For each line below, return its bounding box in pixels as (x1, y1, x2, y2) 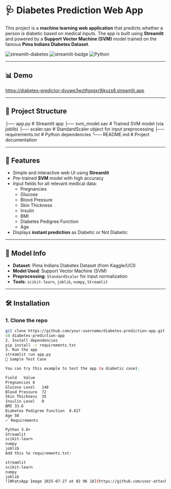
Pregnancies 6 (5, 380, 36, 385)
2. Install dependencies (5, 338, 58, 343)
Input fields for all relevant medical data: (12, 181, 97, 187)
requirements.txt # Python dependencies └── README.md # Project (5, 131, 150, 137)
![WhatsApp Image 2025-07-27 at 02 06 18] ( (5, 479, 99, 484)
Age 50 (5, 413, 19, 418)
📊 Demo (5, 71, 33, 80)
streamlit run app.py (5, 352, 51, 357)
